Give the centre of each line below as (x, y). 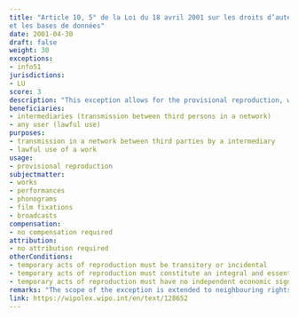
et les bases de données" (57, 26)
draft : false (33, 42)
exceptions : (31, 59)
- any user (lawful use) (55, 125)
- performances (37, 191)
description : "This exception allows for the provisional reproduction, (146, 100)
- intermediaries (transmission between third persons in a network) (141, 116)
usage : (21, 158)
